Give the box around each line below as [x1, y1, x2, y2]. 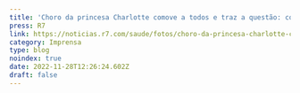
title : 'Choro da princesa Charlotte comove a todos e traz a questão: [9, 12, 281, 22]
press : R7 [9, 21, 46, 30]
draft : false [9, 71, 58, 80]
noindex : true [9, 54, 62, 63]
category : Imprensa [9, 37, 82, 47]
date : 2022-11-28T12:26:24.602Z [9, 63, 129, 72]
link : [9, 29, 29, 38]
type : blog [9, 46, 50, 55]
